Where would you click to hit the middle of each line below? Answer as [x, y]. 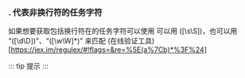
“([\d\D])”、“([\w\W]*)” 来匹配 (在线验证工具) [82, 41]
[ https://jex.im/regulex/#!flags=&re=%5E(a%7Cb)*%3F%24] [108, 50]
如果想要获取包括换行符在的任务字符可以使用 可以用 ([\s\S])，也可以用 [123, 31]
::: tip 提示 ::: [29, 66]
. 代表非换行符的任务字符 [55, 12]
